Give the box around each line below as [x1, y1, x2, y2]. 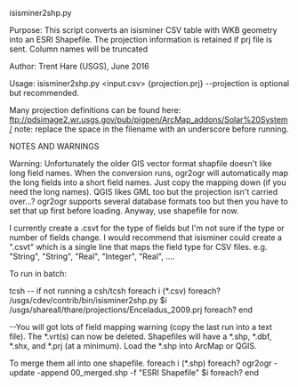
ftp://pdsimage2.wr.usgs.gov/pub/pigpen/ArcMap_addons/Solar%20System [9, 115, 288, 125]
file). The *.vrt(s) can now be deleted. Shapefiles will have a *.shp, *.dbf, [9, 331, 272, 342]
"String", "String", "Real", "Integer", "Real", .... [9, 251, 175, 262]
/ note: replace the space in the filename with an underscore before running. [9, 124, 289, 134]
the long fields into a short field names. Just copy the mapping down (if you [9, 177, 286, 188]
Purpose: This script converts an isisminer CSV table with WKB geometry [9, 25, 278, 35]
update [9, 367, 36, 377]
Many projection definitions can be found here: [9, 105, 181, 115]
